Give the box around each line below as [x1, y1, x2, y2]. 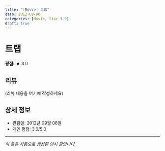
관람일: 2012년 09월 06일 [12, 120, 62, 126]
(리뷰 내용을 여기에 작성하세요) [5, 90, 64, 96]
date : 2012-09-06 [5, 12, 41, 17]
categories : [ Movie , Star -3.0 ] [5, 16, 69, 21]
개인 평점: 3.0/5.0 [12, 126, 47, 132]
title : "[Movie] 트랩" [5, 7, 50, 12]
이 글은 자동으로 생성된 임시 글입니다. [5, 141, 76, 147]
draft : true [5, 21, 29, 26]
